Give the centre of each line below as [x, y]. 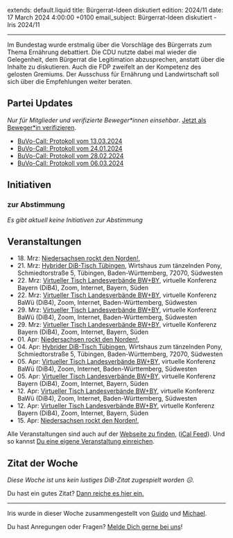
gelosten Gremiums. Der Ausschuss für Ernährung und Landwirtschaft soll [113, 74]
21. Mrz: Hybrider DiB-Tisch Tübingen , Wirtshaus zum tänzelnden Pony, [120, 266]
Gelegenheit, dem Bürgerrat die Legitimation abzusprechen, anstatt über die [116, 59]
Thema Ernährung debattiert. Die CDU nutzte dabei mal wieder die [102, 52]
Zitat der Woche [43, 463]
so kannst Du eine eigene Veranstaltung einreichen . [81, 442]
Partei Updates [40, 103]
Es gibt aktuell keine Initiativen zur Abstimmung [75, 220]
